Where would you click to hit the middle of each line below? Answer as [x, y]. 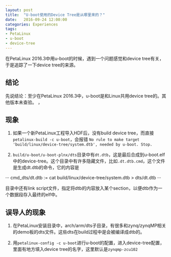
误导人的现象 [26, 212]
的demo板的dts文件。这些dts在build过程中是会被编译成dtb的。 [79, 232]
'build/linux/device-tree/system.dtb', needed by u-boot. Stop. [82, 145]
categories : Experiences [32, 24]
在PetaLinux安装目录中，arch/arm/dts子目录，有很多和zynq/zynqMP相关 [89, 226]
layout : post [19, 10]
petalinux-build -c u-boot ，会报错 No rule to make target [76, 139]
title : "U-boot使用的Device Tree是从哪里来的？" [55, 15]
